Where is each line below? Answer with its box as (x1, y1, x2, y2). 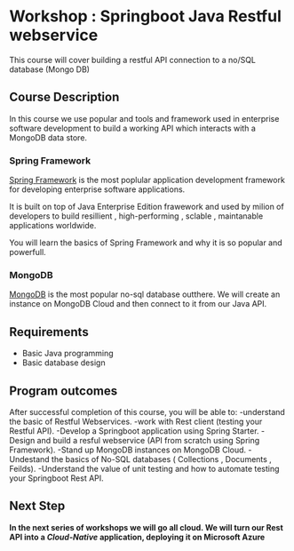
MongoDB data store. (9, 132, 87, 143)
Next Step (9, 499, 66, 514)
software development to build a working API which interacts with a (9, 123, 256, 133)
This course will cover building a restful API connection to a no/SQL (9, 54, 256, 65)
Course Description (9, 90, 120, 105)
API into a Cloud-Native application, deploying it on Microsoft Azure (9, 531, 266, 542)
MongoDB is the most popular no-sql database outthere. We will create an (9, 289, 281, 299)
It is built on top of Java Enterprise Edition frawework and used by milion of (9, 202, 284, 212)
